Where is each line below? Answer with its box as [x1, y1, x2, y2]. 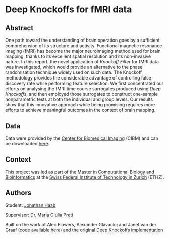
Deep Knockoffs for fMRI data [5, 4, 132, 15]
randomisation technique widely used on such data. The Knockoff [5, 69, 142, 75]
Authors [5, 189, 32, 197]
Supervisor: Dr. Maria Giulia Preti [5, 212, 73, 218]
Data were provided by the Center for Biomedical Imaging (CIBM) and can [5, 135, 159, 141]
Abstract [5, 24, 34, 32]
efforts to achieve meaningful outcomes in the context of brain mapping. [5, 107, 156, 113]
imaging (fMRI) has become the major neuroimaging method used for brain [5, 48, 161, 54]
